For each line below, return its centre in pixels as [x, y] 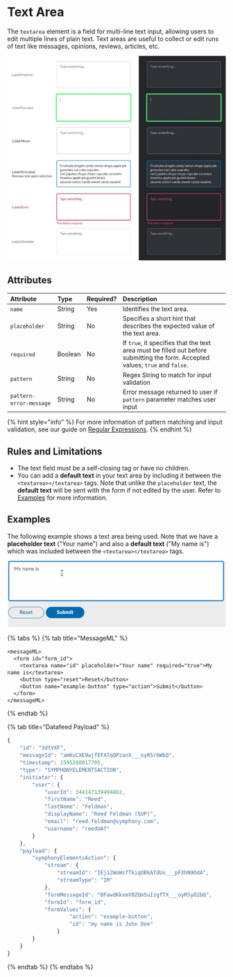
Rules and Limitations [55, 451]
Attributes [29, 280]
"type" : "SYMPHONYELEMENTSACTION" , [71, 770]
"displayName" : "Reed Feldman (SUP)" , [100, 814]
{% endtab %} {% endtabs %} [50, 967]
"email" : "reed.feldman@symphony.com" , [102, 822]
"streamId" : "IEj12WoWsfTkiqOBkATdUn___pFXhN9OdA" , [133, 873]
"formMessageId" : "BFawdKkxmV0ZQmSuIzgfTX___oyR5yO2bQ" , [128, 895]
